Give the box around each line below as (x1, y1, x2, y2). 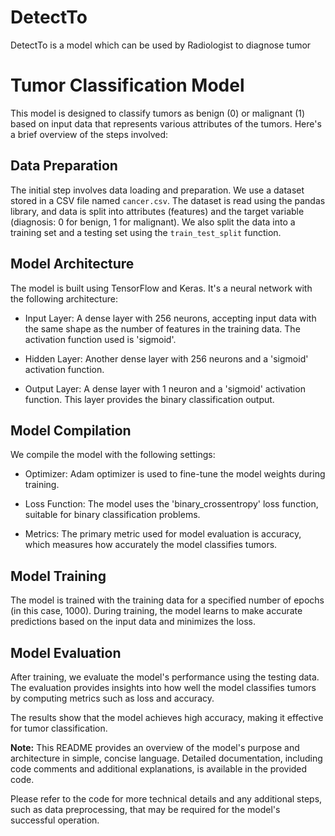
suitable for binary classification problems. (24, 509, 201, 521)
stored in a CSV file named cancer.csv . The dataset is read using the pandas (10, 194, 326, 206)
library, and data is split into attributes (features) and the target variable (10, 205, 305, 217)
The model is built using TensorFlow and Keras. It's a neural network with (10, 282, 313, 294)
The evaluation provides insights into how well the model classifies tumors (10, 681, 317, 693)
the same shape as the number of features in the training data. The (24, 322, 301, 335)
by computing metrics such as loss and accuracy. (10, 692, 215, 704)
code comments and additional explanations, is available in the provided (10, 762, 308, 775)
